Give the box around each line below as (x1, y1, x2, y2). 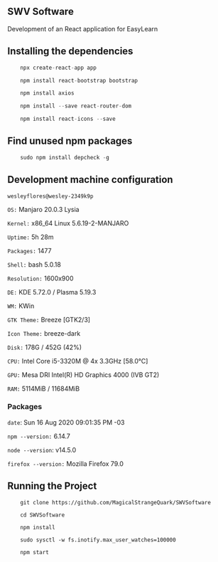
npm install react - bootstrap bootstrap (20, 77, 138, 84)
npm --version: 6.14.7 (7, 432, 71, 440)
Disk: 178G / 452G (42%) (7, 343, 82, 351)
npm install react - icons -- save (20, 115, 116, 123)
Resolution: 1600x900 (7, 274, 74, 282)
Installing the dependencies (7, 46, 133, 58)
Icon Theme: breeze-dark (7, 329, 81, 337)
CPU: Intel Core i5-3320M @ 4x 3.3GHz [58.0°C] (7, 356, 148, 365)
